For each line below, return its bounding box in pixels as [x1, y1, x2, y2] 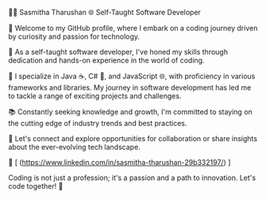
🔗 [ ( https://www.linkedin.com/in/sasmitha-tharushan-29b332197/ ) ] [8, 158, 231, 166]
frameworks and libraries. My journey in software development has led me [8, 83, 252, 92]
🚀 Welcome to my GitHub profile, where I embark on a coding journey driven [8, 24, 258, 33]
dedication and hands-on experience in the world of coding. [8, 55, 205, 65]
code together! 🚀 [8, 182, 64, 190]
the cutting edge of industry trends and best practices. [8, 119, 187, 128]
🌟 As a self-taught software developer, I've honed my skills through [8, 48, 229, 56]
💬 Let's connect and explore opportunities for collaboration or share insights [8, 134, 258, 143]
